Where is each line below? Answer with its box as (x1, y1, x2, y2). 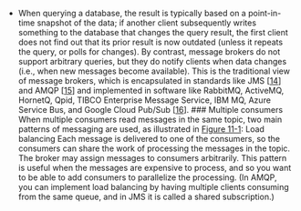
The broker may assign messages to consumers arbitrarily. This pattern (17, 153, 287, 163)
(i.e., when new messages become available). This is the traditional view (17, 65, 290, 76)
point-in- (247, 8, 282, 18)
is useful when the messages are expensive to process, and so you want (17, 163, 292, 173)
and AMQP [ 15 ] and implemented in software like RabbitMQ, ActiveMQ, (17, 85, 285, 95)
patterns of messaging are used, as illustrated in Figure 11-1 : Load (17, 124, 265, 135)
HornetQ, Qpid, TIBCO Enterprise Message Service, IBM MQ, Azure (17, 95, 272, 105)
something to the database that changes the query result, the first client (17, 27, 289, 37)
